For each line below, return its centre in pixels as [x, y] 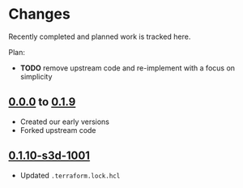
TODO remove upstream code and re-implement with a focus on [128, 68]
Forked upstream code [58, 130]
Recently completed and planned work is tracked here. [100, 36]
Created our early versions [64, 122]
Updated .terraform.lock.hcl [70, 175]
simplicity [36, 76]
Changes [39, 14]
